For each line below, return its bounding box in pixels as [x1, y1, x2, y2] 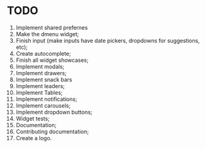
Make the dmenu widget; [15, 30, 79, 37]
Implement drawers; [15, 69, 67, 76]
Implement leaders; [15, 82, 65, 89]
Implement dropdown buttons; [15, 108, 93, 116]
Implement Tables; [15, 89, 63, 96]
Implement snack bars [15, 76, 72, 83]
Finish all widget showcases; [15, 56, 89, 64]
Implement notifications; [15, 95, 77, 103]
